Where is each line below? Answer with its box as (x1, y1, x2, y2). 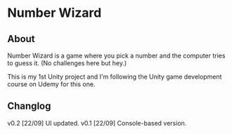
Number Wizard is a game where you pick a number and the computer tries (7, 51, 226, 60)
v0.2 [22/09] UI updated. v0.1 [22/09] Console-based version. (7, 119, 187, 127)
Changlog (7, 100, 51, 112)
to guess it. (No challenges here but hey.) (7, 59, 127, 67)
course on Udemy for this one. (7, 80, 96, 88)
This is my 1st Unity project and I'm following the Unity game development (7, 72, 222, 81)
